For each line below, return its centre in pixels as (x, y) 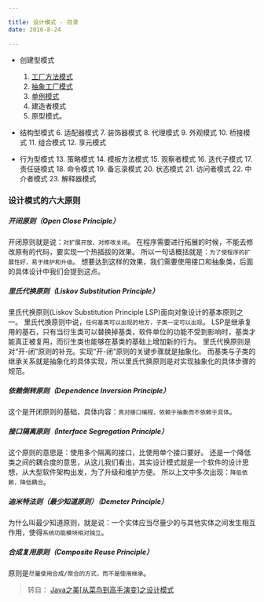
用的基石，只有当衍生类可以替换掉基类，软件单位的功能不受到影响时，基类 (128, 332)
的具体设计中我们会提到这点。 (56, 272)
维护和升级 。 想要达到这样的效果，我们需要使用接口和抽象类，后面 (148, 262)
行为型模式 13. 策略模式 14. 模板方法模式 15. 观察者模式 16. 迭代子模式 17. (136, 159)
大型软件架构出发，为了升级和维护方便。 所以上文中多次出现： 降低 (135, 472)
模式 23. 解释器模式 (65, 178)
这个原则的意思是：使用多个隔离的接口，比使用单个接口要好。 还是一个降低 (130, 453)
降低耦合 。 (35, 482)
